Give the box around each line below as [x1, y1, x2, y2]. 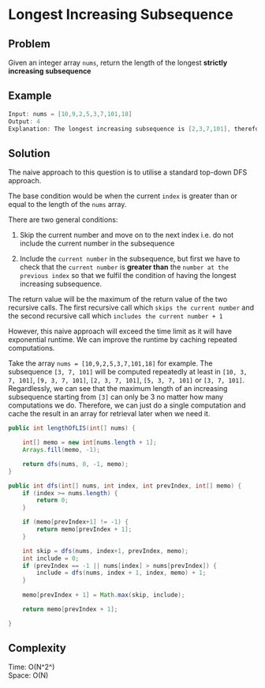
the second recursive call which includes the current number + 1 [8, 311, 223, 321]
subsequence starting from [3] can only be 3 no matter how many [8, 393, 223, 402]
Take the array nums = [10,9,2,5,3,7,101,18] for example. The [8, 359, 213, 368]
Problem [8, 37, 51, 51]
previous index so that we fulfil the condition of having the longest [19, 271, 237, 280]
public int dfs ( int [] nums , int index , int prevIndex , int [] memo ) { [8, 482, 242, 490]
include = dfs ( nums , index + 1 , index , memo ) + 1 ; [36, 569, 207, 577]
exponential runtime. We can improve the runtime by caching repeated [8, 335, 237, 344]
